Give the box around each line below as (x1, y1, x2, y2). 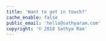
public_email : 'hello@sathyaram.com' (6, 20, 101, 26)
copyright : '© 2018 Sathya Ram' (6, 25, 87, 32)
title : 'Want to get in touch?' (6, 8, 87, 15)
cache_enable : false (6, 14, 58, 20)
